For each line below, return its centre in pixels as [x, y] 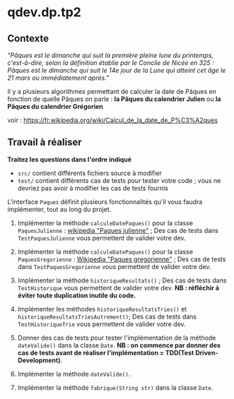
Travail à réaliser [45, 142]
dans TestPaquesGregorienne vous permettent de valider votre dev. [114, 266]
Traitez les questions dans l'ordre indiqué [70, 159]
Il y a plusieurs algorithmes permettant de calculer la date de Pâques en [112, 91]
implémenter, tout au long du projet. [59, 209]
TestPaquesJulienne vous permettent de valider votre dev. [101, 238]
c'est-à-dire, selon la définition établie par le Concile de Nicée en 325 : [111, 63]
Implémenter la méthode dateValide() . [74, 374]
